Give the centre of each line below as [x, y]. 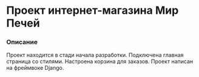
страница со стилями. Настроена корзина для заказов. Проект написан [99, 61]
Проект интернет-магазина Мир [93, 11]
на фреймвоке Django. [35, 68]
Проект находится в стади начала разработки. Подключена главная [95, 55]
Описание [22, 42]
